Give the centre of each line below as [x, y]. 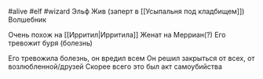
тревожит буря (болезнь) [50, 43]
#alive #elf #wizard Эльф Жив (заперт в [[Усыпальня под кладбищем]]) [126, 11]
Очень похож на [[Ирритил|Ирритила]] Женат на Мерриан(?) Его [117, 35]
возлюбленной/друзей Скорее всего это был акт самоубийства [115, 66]
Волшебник [27, 20]
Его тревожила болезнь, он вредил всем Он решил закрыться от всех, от [131, 58]
